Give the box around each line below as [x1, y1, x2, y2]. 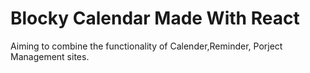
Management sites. [10, 50, 90, 62]
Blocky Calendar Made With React [10, 7, 300, 30]
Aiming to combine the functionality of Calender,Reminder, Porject [10, 40, 283, 52]
